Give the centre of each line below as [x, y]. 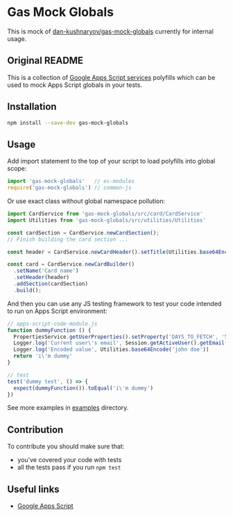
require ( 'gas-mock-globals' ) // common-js [69, 188]
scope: [17, 168]
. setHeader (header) [42, 278]
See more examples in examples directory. [68, 408]
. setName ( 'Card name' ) [46, 271]
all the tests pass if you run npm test [69, 468]
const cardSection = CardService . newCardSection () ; [83, 233]
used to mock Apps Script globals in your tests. [75, 85]
